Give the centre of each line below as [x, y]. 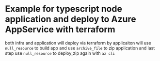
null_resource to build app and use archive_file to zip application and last [80, 48]
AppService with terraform [60, 30]
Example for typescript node [64, 9]
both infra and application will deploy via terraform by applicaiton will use [78, 43]
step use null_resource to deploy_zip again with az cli [60, 53]
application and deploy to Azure [71, 19]
